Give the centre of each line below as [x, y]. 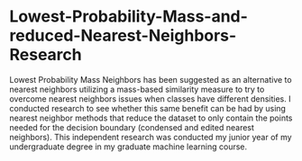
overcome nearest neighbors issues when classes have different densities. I [150, 98]
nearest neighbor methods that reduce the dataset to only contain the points [151, 118]
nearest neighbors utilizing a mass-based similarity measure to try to [137, 89]
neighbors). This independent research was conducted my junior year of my [151, 137]
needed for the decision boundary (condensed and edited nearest [132, 127]
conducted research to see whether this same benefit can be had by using [148, 108]
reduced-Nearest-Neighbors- [123, 36]
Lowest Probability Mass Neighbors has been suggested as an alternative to [151, 79]
